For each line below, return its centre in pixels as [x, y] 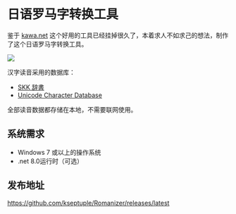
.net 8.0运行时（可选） [50, 161]
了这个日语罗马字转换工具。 [48, 44]
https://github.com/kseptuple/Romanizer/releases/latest [88, 203]
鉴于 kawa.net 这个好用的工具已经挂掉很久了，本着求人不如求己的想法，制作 [118, 35]
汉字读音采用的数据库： [41, 72]
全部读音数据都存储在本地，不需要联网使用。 [72, 109]
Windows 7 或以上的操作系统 [59, 152]
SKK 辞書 [31, 87]
